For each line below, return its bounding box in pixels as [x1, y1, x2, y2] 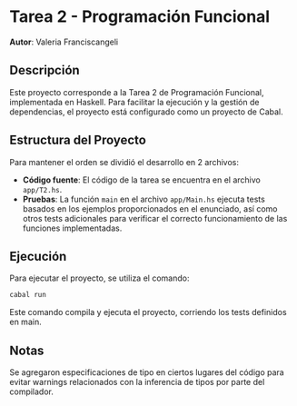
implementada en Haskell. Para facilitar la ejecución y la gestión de [9, 96, 260, 107]
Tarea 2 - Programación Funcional [9, 6, 271, 27]
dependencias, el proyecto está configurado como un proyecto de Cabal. [9, 106, 283, 117]
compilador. [9, 386, 54, 397]
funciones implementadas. [22, 223, 123, 233]
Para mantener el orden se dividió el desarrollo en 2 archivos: [9, 156, 239, 167]
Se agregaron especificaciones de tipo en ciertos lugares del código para [9, 367, 284, 378]
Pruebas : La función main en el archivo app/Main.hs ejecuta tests [22, 193, 265, 204]
